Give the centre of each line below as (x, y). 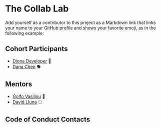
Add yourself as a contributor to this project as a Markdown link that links (80, 22)
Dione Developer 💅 (32, 61)
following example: (24, 33)
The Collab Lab (37, 9)
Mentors (19, 84)
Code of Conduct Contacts (48, 119)
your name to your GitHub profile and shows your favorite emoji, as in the (80, 27)
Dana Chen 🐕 (27, 66)
